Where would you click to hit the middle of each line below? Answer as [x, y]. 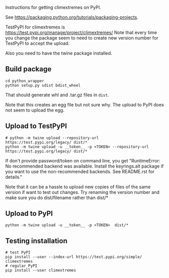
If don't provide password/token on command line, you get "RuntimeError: [83, 160]
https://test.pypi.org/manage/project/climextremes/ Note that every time [81, 32]
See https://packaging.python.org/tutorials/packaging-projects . [72, 17]
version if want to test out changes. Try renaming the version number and [82, 192]
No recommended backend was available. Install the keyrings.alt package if [84, 166]
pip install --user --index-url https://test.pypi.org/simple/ [74, 257]
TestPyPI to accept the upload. [37, 43]
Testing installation [36, 241]
